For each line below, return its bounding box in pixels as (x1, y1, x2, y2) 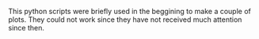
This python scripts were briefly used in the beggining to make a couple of (8, 7, 252, 16)
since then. (8, 23, 45, 32)
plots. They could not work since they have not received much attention (8, 15, 242, 24)
